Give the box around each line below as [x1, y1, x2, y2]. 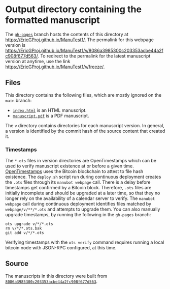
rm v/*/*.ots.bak [5, 226, 42, 231]
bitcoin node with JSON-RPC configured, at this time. [5, 245, 117, 251]
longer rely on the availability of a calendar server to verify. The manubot [5, 195, 155, 201]
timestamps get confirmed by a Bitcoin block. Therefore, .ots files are [5, 185, 152, 191]
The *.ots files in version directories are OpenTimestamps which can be [5, 158, 156, 164]
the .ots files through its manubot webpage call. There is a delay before [5, 179, 151, 185]
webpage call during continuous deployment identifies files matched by [5, 201, 151, 207]
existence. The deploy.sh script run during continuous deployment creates [5, 174, 161, 180]
